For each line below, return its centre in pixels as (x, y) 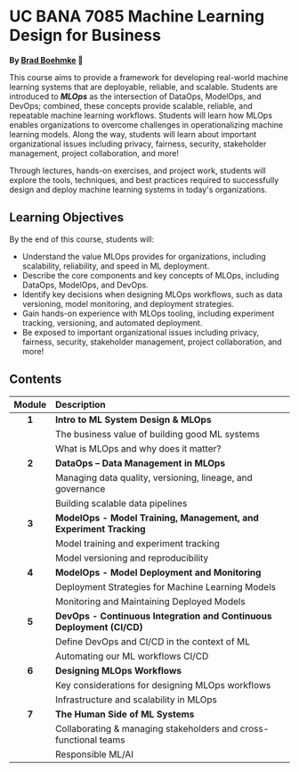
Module (30, 404)
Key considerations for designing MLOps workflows (163, 685)
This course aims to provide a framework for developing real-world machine (149, 77)
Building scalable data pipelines (121, 503)
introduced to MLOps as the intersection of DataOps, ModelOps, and (135, 96)
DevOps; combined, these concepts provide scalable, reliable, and (131, 105)
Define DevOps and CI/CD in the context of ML (153, 642)
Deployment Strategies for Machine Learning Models (165, 586)
